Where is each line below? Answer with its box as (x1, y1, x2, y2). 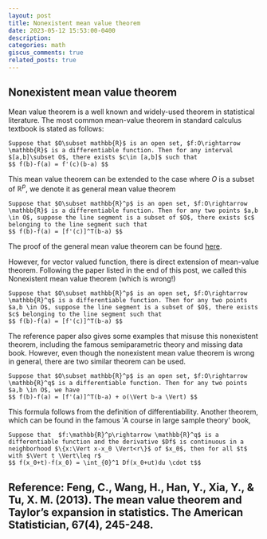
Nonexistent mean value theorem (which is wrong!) (8, 274, 176, 284)
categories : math (8, 41, 66, 49)
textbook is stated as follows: (8, 124, 104, 133)
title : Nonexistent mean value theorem (8, 19, 141, 27)
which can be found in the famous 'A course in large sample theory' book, (8, 415, 251, 425)
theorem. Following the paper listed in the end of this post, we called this (8, 266, 247, 275)
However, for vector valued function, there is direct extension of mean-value (8, 257, 259, 267)
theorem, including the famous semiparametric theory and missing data (8, 340, 243, 349)
